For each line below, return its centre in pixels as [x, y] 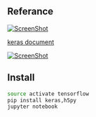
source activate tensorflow [48, 94]
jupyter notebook [33, 107]
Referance [30, 12]
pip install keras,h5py [42, 100]
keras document [31, 42]
